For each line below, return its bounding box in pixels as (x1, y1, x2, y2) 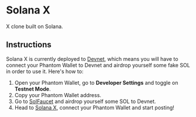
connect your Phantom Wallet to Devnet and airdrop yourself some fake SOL (6, 61, 190, 68)
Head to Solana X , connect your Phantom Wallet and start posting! (14, 104, 174, 111)
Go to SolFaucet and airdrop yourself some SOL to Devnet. (14, 98, 156, 105)
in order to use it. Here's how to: (6, 68, 84, 75)
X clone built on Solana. (6, 23, 63, 30)
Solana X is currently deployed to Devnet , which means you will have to (6, 55, 178, 62)
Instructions (6, 40, 51, 50)
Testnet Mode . (14, 85, 51, 92)
